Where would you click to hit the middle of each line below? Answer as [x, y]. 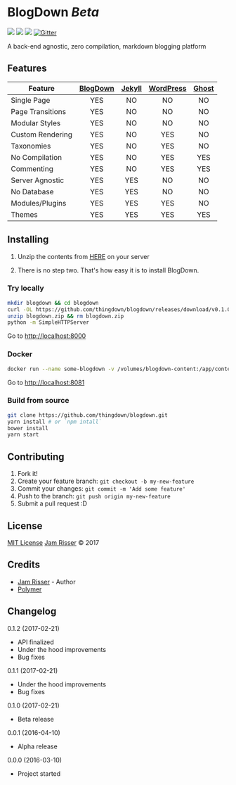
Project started [39, 773]
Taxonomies [31, 146]
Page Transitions [39, 111]
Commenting [32, 168]
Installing [28, 240]
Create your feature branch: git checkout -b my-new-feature [106, 481]
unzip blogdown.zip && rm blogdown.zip [66, 316]
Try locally [26, 288]
